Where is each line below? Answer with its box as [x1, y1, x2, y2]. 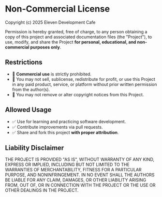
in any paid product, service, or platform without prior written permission [12, 81, 157, 87]
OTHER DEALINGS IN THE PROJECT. [5, 187, 79, 193]
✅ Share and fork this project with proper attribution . [12, 129, 119, 135]
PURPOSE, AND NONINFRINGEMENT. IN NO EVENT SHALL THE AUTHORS [5, 172, 155, 178]
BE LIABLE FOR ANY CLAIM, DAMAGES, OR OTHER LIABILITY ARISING [5, 177, 147, 183]
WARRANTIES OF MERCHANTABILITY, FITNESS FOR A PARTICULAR [5, 167, 142, 173]
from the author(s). [12, 86, 50, 92]
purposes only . [30, 44, 61, 50]
